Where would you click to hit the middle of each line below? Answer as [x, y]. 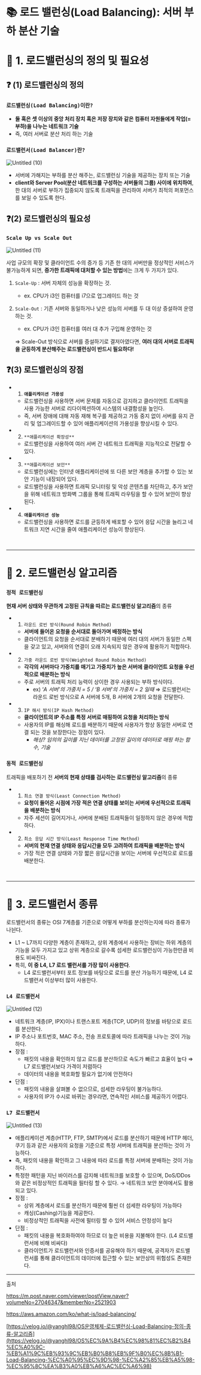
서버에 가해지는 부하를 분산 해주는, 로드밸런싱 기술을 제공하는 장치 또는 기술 [103, 175]
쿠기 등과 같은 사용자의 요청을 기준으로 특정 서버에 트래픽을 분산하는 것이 [99, 1145]
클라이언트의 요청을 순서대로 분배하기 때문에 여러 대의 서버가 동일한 [102, 639]
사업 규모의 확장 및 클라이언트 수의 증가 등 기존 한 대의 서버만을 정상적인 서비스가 [100, 263]
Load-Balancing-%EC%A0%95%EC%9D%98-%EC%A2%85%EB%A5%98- [100, 1360]
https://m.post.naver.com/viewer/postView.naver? [68, 1296]
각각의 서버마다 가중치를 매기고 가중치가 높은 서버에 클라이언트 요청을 [103, 667]
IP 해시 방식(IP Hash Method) [59, 711]
